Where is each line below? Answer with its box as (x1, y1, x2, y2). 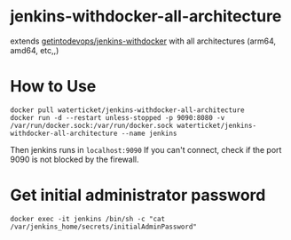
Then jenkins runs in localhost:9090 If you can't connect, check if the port (10, 144, 282, 155)
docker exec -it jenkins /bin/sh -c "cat (10, 214, 166, 223)
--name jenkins (121, 129, 177, 138)
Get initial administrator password (10, 185, 266, 205)
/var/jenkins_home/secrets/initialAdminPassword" (10, 222, 198, 231)
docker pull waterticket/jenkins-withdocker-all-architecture (10, 105, 245, 115)
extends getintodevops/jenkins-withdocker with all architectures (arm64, (10, 36, 277, 46)
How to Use (10, 76, 97, 97)
